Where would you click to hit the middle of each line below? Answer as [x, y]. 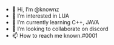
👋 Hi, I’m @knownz [35, 9]
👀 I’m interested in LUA [41, 16]
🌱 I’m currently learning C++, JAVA [55, 22]
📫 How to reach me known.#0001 [55, 36]
